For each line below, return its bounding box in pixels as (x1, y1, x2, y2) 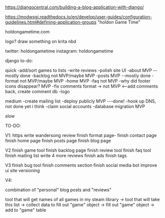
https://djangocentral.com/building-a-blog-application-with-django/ (5, 4, 144, 10)
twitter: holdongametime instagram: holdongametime (5, 48, 113, 54)
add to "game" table (5, 207, 46, 213)
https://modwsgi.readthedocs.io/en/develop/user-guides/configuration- (5, 14, 152, 19)
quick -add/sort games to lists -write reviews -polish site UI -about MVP (5, 67, 152, 73)
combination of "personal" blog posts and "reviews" (5, 187, 111, 193)
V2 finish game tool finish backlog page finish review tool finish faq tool (5, 147, 151, 153)
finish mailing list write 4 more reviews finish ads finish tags (5, 153, 127, 158)
